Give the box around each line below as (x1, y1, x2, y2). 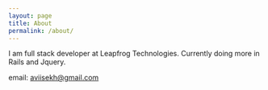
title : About (8, 19, 52, 27)
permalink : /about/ (8, 27, 74, 35)
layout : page (8, 11, 52, 20)
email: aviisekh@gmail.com (8, 73, 99, 83)
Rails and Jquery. (8, 57, 66, 67)
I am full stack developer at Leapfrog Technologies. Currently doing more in (8, 49, 260, 59)
